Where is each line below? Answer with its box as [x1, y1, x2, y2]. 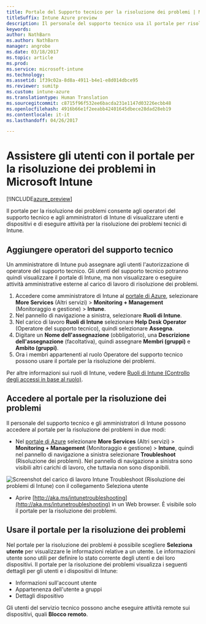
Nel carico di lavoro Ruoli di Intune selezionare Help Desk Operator [15, 318, 187, 325]
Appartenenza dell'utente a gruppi [15, 585, 102, 593]
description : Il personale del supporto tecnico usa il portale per [6, 20, 185, 26]
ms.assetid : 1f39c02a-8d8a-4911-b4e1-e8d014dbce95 [6, 77, 139, 83]
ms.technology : [6, 72, 45, 78]
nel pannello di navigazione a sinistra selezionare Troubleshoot [15, 451, 176, 458]
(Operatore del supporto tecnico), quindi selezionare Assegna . [15, 325, 174, 332]
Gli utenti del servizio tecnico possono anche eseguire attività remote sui [6, 604, 190, 611]
